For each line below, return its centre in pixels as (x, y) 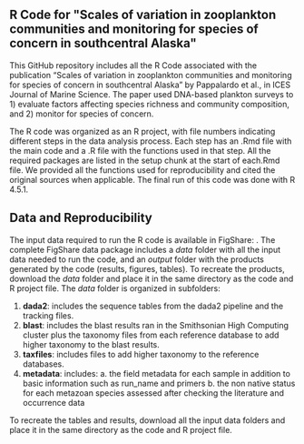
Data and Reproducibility (81, 218)
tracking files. (48, 315)
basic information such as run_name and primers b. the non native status (159, 383)
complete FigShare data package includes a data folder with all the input (145, 249)
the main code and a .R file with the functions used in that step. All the (140, 150)
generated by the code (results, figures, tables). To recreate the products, (147, 268)
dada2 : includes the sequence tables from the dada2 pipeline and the (153, 306)
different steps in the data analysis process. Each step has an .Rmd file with (151, 141)
